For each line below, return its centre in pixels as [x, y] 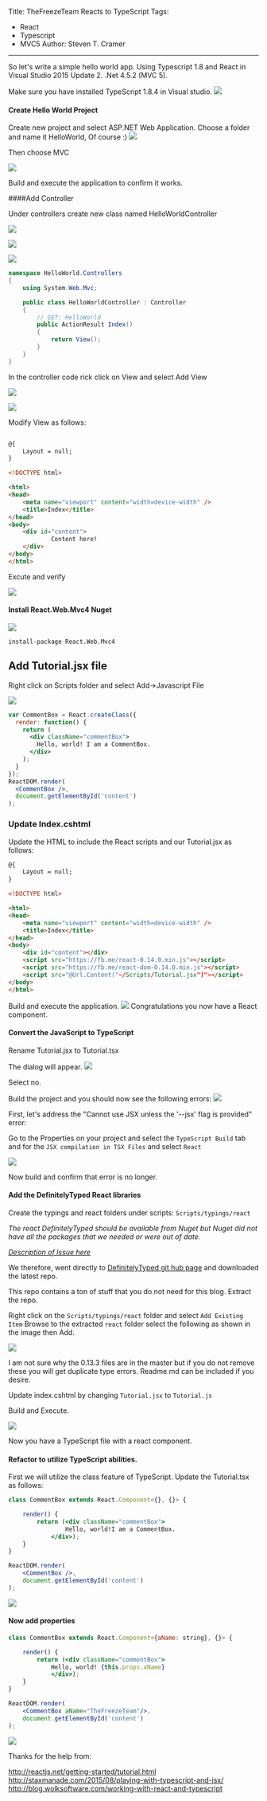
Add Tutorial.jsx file [58, 666]
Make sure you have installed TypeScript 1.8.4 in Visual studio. [110, 92]
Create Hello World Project [53, 110]
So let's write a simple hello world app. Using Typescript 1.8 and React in [127, 67]
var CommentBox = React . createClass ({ [72, 715]
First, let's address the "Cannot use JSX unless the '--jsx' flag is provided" [130, 1114]
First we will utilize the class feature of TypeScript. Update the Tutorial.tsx [129, 1477]
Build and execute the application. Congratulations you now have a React [133, 1006]
